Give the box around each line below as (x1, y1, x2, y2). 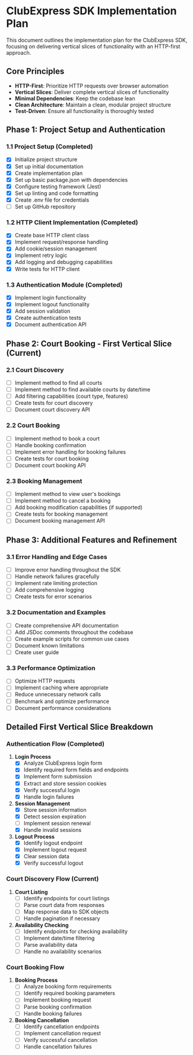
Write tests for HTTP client (14, 265, 80, 272)
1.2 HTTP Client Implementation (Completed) (6, 218, 138, 227)
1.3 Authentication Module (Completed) (6, 281, 123, 289)
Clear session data (23, 853, 69, 860)
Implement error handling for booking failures (14, 448, 126, 456)
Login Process (14, 753, 52, 761)
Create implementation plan (14, 169, 83, 177)
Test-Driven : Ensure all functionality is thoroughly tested (14, 107, 154, 114)
